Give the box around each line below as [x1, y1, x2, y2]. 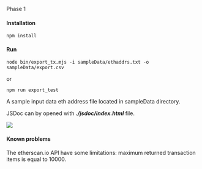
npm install [6, 33, 37, 39]
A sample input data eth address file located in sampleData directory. [6, 98, 181, 105]
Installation [6, 19, 36, 26]
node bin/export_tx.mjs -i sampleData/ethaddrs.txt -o [6, 59, 149, 66]
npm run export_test [6, 87, 59, 94]
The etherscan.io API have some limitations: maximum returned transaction [6, 149, 196, 156]
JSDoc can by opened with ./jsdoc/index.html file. [6, 110, 135, 117]
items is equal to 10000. [6, 156, 66, 163]
